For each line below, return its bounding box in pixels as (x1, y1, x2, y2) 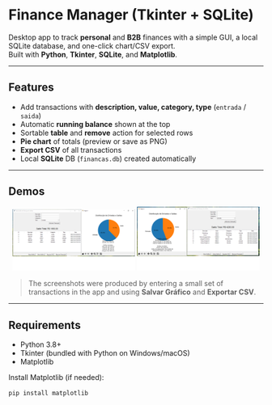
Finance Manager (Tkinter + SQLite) (8, 6, 254, 24)
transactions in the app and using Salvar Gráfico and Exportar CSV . (28, 287, 257, 297)
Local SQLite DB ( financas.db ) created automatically (19, 154, 197, 163)
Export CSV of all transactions (19, 145, 122, 154)
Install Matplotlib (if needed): (8, 372, 104, 382)
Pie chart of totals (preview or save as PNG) (19, 136, 168, 146)
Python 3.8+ (19, 340, 62, 349)
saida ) (19, 111, 42, 120)
